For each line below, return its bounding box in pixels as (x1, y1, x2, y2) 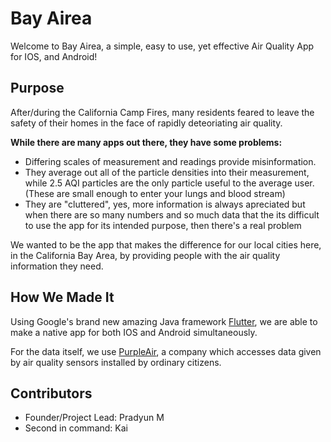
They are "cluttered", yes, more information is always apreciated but (24, 198, 306, 210)
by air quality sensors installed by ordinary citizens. (10, 356, 222, 368)
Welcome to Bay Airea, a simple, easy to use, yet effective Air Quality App (10, 40, 315, 52)
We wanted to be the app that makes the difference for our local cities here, (10, 238, 322, 251)
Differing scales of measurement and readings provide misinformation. (24, 155, 317, 167)
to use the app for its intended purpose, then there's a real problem (24, 219, 302, 231)
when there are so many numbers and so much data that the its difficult (24, 208, 320, 221)
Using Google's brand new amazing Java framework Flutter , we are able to (10, 315, 318, 327)
